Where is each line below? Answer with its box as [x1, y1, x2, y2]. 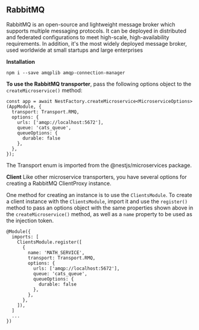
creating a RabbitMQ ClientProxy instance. [6, 179, 112, 187]
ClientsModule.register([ [17, 239, 83, 245]
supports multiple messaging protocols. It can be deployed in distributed [6, 27, 187, 34]
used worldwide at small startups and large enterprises [6, 46, 144, 54]
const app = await [6, 98, 52, 104]
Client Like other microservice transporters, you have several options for [6, 173, 187, 180]
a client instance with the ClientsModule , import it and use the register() [6, 198, 188, 205]
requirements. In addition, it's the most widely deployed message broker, [6, 40, 187, 47]
